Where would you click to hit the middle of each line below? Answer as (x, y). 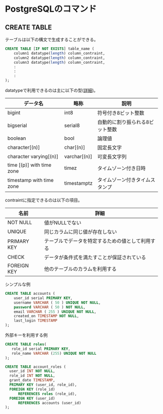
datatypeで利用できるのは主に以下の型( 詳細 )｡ (50, 90)
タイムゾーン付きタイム (124, 180)
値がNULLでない (63, 223)
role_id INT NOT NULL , (32, 376)
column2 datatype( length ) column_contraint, (59, 58)
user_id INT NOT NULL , (32, 371)
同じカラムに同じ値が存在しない (81, 232)
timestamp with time (31, 180)
